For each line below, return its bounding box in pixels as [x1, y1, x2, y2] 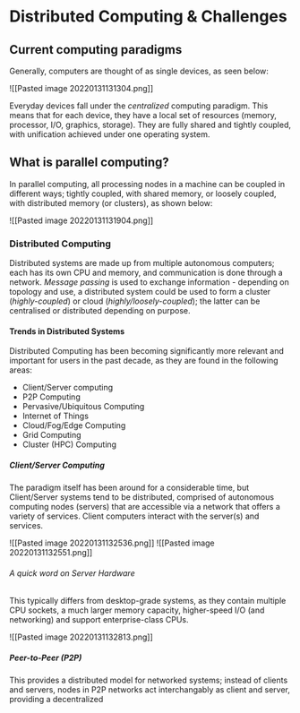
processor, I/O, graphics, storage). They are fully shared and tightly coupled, [9, 119, 292, 130]
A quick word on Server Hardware [9, 567, 136, 579]
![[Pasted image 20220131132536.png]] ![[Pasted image [9, 537, 215, 548]
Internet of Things [21, 410, 90, 422]
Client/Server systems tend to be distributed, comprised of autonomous [9, 492, 275, 503]
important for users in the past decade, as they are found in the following [9, 356, 279, 366]
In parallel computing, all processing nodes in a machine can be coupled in [9, 178, 286, 189]
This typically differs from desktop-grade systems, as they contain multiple [9, 596, 287, 606]
